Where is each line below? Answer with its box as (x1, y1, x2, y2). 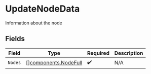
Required (87, 49, 110, 56)
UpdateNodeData (5, 3, 80, 15)
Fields (5, 34, 25, 43)
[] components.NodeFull (25, 59, 83, 66)
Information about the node (5, 20, 62, 26)
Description (114, 49, 143, 56)
